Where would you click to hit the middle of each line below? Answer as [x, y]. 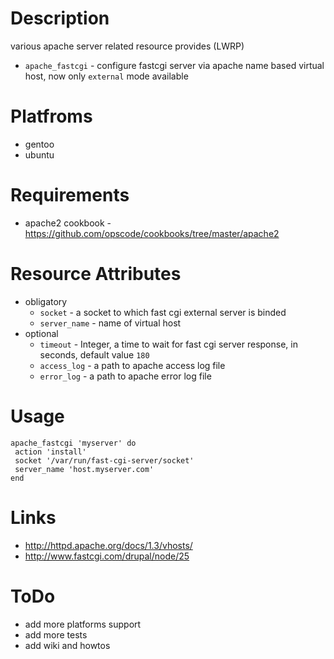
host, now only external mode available [106, 76]
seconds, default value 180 [94, 354]
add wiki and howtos [67, 645]
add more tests [56, 634]
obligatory [46, 301]
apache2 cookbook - [68, 223]
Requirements [70, 195]
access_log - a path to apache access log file [132, 365]
